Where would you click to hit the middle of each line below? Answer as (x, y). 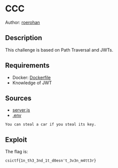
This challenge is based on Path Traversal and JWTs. (59, 50)
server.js (21, 110)
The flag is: (17, 152)
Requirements (27, 66)
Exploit (16, 140)
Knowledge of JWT (32, 83)
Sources (18, 98)
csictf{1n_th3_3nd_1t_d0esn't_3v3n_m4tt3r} (51, 161)
